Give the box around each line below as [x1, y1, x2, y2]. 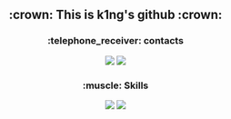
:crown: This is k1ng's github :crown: [8, 7, 223, 23]
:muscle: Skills [82, 79, 149, 92]
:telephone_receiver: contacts [47, 35, 184, 47]
